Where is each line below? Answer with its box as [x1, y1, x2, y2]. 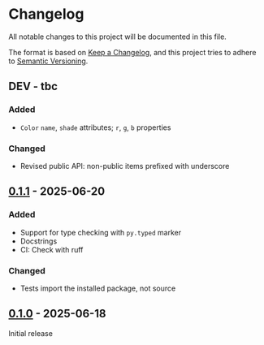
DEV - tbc [8, 80, 58, 93]
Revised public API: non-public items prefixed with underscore [19, 161, 230, 170]
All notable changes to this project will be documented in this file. [8, 32, 227, 41]
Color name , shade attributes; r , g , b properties [19, 123, 171, 132]
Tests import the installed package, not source [19, 283, 176, 293]
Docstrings [19, 236, 58, 246]
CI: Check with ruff [19, 244, 84, 254]
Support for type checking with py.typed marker [19, 227, 181, 237]
